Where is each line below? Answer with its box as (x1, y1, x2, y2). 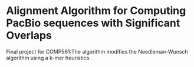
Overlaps (6, 29, 52, 42)
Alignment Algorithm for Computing (6, 4, 186, 17)
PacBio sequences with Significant (6, 16, 180, 30)
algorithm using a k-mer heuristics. (6, 54, 91, 61)
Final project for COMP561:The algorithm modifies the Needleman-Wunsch (6, 48, 189, 55)
